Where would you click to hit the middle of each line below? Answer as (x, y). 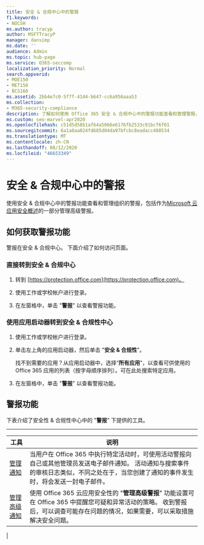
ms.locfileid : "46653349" (39, 153)
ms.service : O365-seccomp (39, 63)
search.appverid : (28, 74)
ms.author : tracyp (29, 29)
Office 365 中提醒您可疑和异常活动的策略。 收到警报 (112, 502)
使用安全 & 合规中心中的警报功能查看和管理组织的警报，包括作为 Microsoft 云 (102, 203)
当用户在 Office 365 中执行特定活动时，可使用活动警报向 (110, 454)
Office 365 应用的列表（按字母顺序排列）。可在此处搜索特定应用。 (97, 370)
